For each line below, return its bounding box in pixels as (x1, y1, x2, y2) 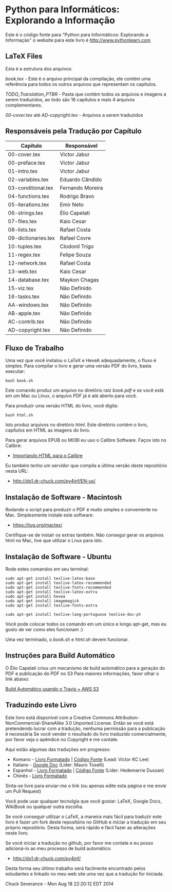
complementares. (5, 102, 43, 108)
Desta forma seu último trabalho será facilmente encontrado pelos (5, 865, 146, 871)
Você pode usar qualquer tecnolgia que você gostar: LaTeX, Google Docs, (5, 798, 162, 804)
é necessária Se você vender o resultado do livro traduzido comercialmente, (5, 730, 167, 737)
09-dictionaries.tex (8, 234, 55, 241)
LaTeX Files (5, 52, 43, 61)
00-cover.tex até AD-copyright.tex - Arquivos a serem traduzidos (5, 112, 143, 118)
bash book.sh (5, 378, 33, 384)
